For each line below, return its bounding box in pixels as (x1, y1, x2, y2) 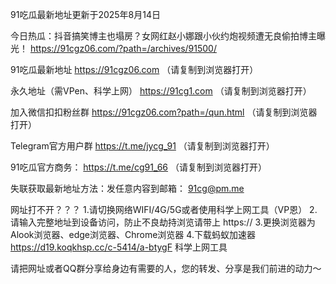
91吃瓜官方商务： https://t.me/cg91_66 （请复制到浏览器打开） (10, 161, 267, 173)
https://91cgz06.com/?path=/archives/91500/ (29, 43, 217, 54)
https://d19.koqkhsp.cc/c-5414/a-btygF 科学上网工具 (10, 241, 228, 253)
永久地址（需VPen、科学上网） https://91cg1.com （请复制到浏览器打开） (10, 85, 312, 97)
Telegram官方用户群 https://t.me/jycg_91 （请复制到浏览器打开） (10, 140, 275, 152)
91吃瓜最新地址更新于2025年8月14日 (10, 9, 161, 20)
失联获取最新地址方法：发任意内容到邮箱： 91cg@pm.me (10, 183, 245, 194)
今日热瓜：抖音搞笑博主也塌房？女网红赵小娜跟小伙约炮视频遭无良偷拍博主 (10, 30, 317, 42)
